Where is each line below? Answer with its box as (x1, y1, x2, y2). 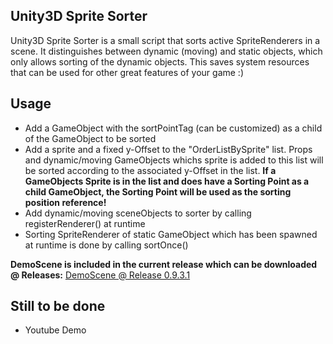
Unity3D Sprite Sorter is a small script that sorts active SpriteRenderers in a (10, 34, 321, 46)
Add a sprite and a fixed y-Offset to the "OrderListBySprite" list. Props (24, 143, 313, 155)
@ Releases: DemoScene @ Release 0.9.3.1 (10, 269, 191, 281)
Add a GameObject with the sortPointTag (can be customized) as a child (24, 122, 323, 134)
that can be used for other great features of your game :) (10, 66, 245, 78)
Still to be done (10, 298, 106, 315)
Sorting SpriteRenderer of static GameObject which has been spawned (24, 228, 318, 240)
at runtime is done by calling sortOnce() (24, 239, 189, 251)
